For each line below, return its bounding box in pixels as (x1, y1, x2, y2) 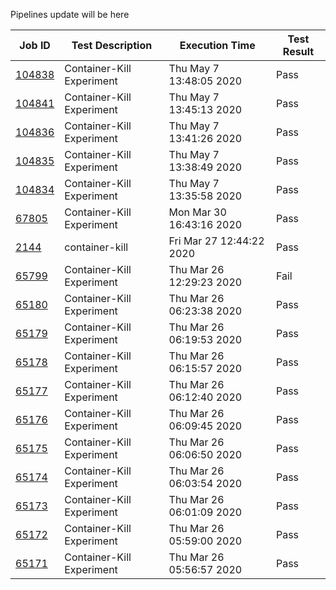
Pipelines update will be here (10, 9, 130, 20)
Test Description (71, 39, 153, 52)
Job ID (19, 39, 51, 52)
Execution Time (179, 39, 256, 52)
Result (282, 45, 315, 58)
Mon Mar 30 (168, 205, 227, 219)
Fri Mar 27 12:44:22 (168, 234, 265, 248)
